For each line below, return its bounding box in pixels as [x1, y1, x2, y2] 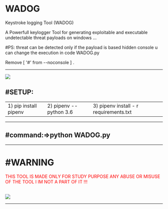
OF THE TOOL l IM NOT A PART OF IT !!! [5, 178, 87, 184]
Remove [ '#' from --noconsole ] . [5, 59, 74, 65]
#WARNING [5, 156, 54, 168]
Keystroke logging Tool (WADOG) [5, 20, 74, 26]
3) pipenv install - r [92, 102, 138, 109]
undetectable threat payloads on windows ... [5, 35, 97, 41]
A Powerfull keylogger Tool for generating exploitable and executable [5, 29, 148, 35]
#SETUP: [5, 88, 34, 97]
